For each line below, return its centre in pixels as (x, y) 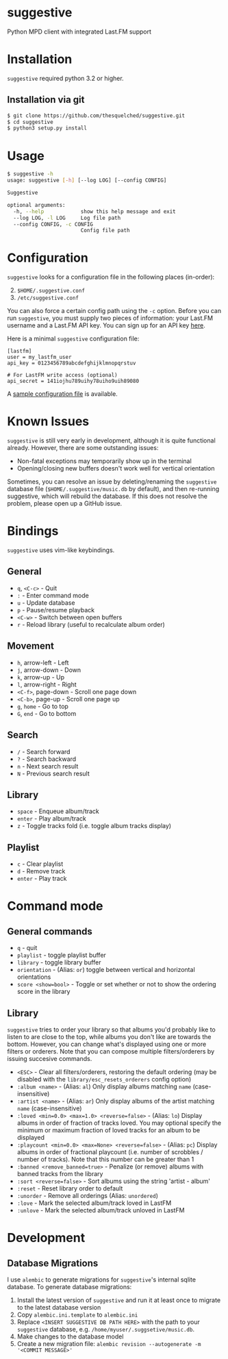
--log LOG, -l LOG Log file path (67, 218)
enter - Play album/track (52, 819)
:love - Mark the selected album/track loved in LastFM (94, 1203)
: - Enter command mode (53, 595)
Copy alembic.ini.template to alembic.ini (77, 1314)
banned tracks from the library (60, 1173)
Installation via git (46, 100)
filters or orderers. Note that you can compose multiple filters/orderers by (111, 1051)
